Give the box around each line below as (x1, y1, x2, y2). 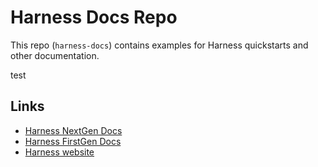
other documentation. (10, 49, 100, 61)
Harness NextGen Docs (24, 124, 123, 136)
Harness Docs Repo (10, 6, 178, 29)
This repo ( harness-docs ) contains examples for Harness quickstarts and (10, 39, 309, 51)
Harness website (24, 146, 95, 158)
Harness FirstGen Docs (24, 135, 122, 147)
